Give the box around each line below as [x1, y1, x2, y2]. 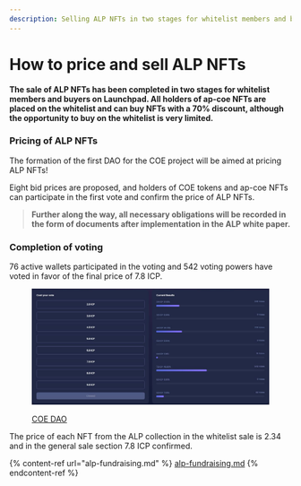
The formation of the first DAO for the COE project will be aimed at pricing [9, 155, 282, 166]
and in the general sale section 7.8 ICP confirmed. [9, 440, 193, 451]
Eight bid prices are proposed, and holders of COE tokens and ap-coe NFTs [9, 182, 288, 193]
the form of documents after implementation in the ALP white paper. [30, 218, 291, 229]
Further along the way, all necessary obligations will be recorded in [30, 209, 287, 220]
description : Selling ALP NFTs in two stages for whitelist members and [9, 14, 287, 23]
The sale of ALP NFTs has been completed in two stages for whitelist [9, 83, 271, 94]
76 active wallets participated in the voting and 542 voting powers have [9, 261, 273, 273]
